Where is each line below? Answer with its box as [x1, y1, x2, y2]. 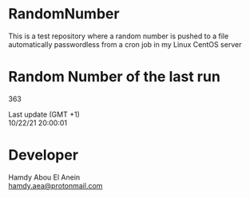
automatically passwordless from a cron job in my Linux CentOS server [8, 39, 242, 49]
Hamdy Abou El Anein [8, 172, 81, 182]
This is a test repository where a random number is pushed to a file [8, 31, 229, 41]
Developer [8, 146, 78, 164]
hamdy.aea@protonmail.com [8, 180, 103, 190]
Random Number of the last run [8, 68, 221, 86]
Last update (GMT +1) [8, 109, 80, 119]
